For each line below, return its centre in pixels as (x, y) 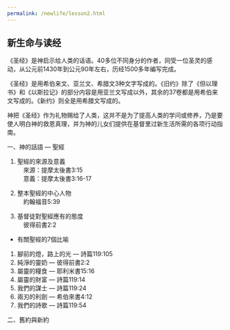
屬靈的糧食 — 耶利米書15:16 (56, 271)
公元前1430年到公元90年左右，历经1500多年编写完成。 (102, 69)
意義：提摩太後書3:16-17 (57, 179)
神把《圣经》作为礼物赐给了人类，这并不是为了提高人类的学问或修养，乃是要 (115, 115)
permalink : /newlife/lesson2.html (56, 13)
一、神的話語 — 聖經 (36, 147)
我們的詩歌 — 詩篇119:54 (52, 305)
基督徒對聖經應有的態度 (50, 216)
